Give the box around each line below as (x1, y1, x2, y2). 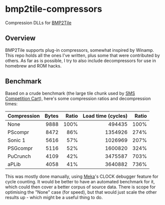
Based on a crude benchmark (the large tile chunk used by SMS (5, 90, 135, 96)
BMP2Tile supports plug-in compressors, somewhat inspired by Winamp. (5, 47, 154, 53)
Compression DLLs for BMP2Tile (5, 20, 72, 26)
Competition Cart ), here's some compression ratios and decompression (5, 95, 151, 102)
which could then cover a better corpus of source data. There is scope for (5, 184, 156, 190)
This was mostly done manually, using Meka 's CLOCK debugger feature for (5, 173, 159, 179)
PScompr (7, 129, 30, 136)
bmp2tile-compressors (5, 3, 102, 15)
